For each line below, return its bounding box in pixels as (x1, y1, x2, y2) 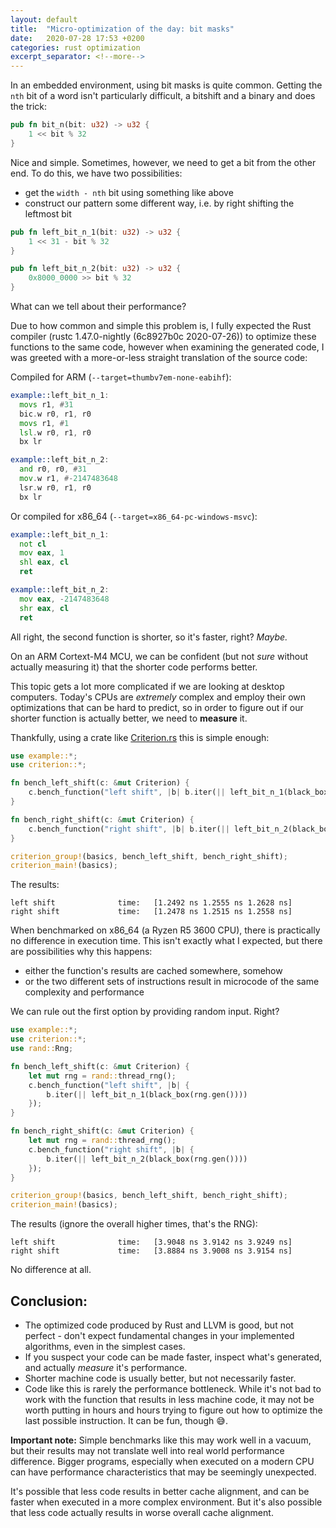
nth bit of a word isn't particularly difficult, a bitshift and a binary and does (10, 90, 316, 102)
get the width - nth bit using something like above (24, 186, 234, 198)
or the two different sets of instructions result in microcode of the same (24, 976, 320, 988)
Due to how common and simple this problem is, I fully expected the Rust (10, 320, 312, 331)
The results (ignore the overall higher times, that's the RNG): (10, 1218, 258, 1230)
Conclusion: (10, 1292, 88, 1310)
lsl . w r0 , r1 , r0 (19, 427, 92, 438)
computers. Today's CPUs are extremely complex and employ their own (10, 691, 307, 703)
